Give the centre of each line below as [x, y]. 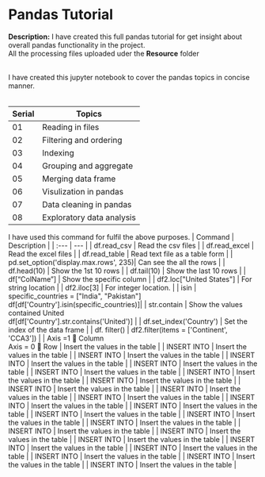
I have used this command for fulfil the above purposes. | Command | [121, 237]
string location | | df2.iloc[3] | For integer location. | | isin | [102, 287]
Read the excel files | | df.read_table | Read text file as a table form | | [121, 254]
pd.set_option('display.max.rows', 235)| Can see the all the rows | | [117, 262]
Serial [23, 113]
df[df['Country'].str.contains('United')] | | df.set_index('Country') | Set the [128, 321]
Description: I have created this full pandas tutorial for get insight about [125, 37]
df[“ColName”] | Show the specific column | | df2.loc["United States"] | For [130, 279]
